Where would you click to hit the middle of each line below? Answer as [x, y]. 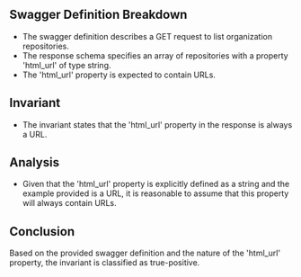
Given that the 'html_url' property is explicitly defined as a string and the [156, 184]
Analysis [35, 162]
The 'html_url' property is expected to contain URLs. [119, 75]
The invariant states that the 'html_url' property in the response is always [157, 124]
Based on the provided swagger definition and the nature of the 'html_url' [145, 253]
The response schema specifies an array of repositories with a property [155, 55]
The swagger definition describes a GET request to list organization [147, 36]
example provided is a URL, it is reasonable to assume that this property [155, 193]
